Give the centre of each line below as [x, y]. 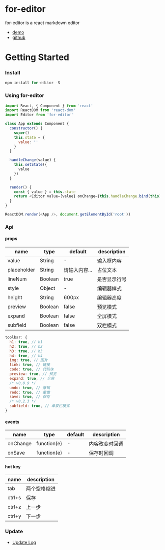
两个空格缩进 [41, 489]
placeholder [21, 270]
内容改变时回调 [106, 444]
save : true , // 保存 [30, 397]
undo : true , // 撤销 [30, 388]
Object [48, 288]
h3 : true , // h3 [26, 351]
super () [22, 133]
